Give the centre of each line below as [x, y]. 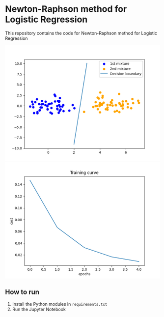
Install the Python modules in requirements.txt [60, 304]
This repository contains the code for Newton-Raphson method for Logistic [81, 33]
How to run [22, 292]
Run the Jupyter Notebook [39, 309]
